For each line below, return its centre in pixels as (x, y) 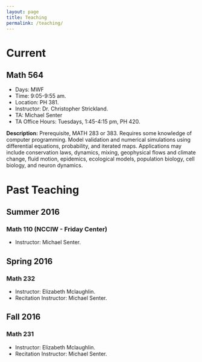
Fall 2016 (24, 317)
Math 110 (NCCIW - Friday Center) (57, 229)
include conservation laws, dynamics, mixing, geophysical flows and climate (101, 153)
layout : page (23, 12)
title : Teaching (27, 17)
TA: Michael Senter (39, 115)
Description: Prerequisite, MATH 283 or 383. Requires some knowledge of (99, 133)
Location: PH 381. (37, 103)
